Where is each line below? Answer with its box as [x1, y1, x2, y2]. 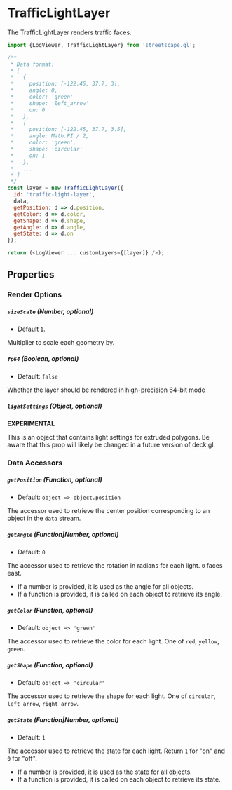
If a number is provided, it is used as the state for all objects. [17, 768, 193, 776]
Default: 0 [17, 548, 46, 557]
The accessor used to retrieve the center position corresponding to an [7, 507, 210, 515]
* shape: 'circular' [10, 146, 83, 153]
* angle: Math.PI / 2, [10, 132, 90, 139]
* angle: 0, [10, 87, 58, 94]
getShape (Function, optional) [7, 660, 93, 669]
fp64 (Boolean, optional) [7, 354, 79, 362]
